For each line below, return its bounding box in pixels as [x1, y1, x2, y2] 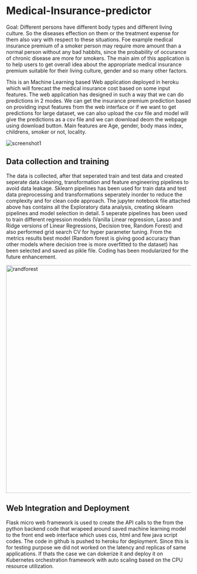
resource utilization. [6, 562, 54, 569]
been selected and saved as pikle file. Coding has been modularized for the [6, 247, 189, 254]
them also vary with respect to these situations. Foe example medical [6, 36, 174, 43]
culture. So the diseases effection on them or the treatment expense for [6, 29, 179, 36]
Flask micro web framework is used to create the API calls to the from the [6, 519, 184, 526]
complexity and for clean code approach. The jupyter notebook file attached [6, 197, 191, 204]
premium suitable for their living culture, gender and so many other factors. [6, 67, 188, 74]
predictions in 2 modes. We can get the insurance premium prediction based [6, 97, 191, 104]
